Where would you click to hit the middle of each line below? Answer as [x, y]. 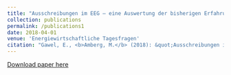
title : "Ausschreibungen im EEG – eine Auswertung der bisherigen [104, 13]
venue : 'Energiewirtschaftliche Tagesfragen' [73, 39]
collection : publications [44, 20]
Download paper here [38, 64]
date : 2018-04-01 [32, 32]
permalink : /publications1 [46, 26]
